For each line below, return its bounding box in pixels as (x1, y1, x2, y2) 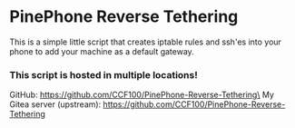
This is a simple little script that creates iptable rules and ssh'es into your (9, 36, 281, 47)
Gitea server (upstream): (9, 99, 102, 110)
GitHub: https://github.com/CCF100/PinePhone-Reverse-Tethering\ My (9, 89, 275, 101)
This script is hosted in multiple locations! (9, 68, 198, 81)
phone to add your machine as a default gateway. (9, 45, 195, 56)
